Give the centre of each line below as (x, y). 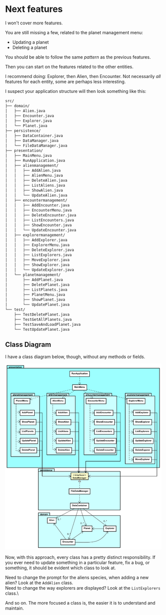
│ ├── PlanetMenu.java (35, 295)
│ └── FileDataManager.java (36, 146)
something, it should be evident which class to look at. (61, 568)
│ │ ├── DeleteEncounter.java (41, 215)
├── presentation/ (24, 151)
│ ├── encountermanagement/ (36, 200)
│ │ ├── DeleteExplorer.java (40, 250)
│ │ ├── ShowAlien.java (34, 190)
